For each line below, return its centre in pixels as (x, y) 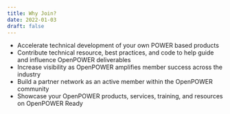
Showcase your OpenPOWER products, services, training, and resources (120, 96)
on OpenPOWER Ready (50, 104)
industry (29, 74)
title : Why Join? (32, 13)
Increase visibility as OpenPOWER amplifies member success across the (120, 67)
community (33, 89)
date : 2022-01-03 (32, 20)
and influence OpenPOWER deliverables (74, 60)
